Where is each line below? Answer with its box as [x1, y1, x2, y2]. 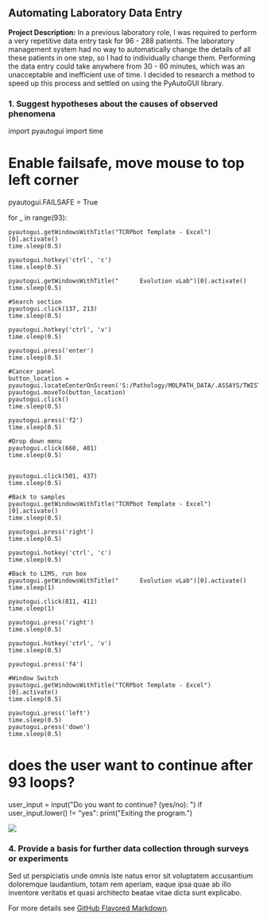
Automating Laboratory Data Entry [8, 6, 183, 20]
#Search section [8, 298, 62, 306]
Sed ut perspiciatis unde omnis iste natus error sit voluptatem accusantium [8, 871, 253, 881]
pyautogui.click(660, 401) [8, 444, 98, 452]
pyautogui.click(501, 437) [8, 472, 98, 480]
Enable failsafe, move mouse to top [8, 155, 245, 172]
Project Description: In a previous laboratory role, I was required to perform [8, 27, 257, 37]
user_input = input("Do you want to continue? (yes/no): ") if [8, 800, 203, 809]
